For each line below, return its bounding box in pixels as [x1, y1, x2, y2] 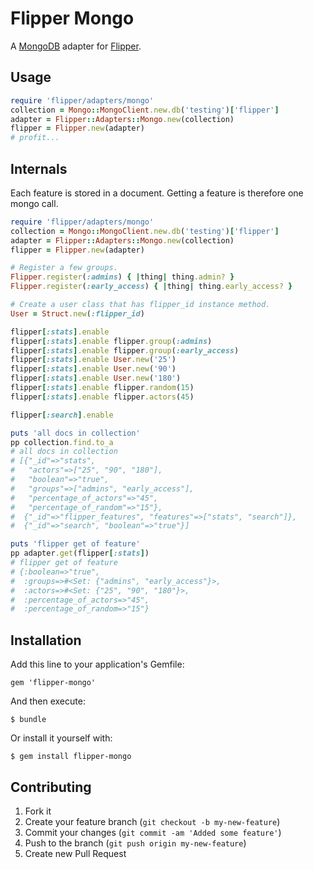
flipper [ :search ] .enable [10, 410, 114, 420]
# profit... [10, 133, 60, 143]
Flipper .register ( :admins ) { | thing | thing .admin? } [10, 272, 235, 282]
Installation [10, 632, 82, 649]
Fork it [24, 805, 52, 817]
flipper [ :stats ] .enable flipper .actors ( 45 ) [10, 392, 195, 402]
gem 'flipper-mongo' [10, 678, 97, 688]
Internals [10, 160, 68, 177]
